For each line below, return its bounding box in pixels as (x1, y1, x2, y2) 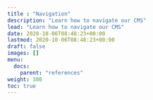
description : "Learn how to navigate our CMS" (7, 17, 147, 24)
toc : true (7, 82, 37, 89)
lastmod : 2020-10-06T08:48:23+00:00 (7, 37, 115, 44)
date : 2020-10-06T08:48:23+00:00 (7, 30, 106, 37)
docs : (13, 63, 30, 70)
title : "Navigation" (7, 10, 71, 18)
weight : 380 (7, 75, 42, 83)
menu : (7, 56, 23, 63)
